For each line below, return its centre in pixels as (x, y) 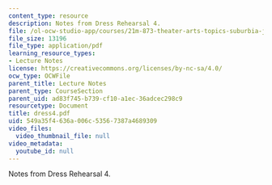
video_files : (30, 128)
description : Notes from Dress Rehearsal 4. (85, 23)
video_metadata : (36, 143)
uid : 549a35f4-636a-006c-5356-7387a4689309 (83, 121)
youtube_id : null (45, 151)
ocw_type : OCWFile (39, 76)
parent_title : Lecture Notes (57, 83)
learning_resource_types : (52, 53)
